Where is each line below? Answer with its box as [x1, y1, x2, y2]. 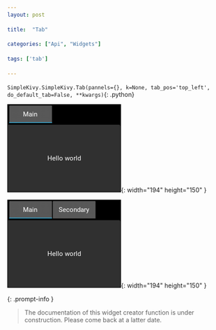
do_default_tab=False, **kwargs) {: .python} [7, 90, 134, 98]
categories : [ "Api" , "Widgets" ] [7, 40, 101, 48]
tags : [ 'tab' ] [7, 56, 49, 63]
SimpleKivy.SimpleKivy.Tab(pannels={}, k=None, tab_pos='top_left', [7, 84, 210, 91]
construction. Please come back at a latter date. [24, 315, 162, 324]
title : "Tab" [7, 26, 49, 33]
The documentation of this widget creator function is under [24, 308, 194, 317]
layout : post [7, 11, 45, 18]
